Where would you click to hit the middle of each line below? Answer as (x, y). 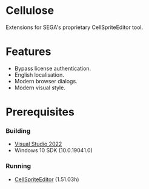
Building (18, 130)
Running (18, 166)
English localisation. (39, 75)
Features (28, 52)
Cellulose (30, 11)
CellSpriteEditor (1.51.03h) (47, 179)
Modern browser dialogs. (46, 81)
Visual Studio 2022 (38, 144)
